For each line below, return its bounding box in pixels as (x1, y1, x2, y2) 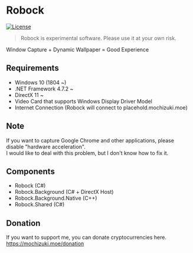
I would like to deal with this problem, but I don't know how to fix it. (6, 149, 169, 157)
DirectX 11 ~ (14, 91, 44, 98)
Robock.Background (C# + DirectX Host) (14, 189, 114, 196)
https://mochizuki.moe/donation (6, 240, 84, 247)
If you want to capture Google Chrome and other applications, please (6, 137, 174, 144)
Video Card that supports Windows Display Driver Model (14, 98, 152, 105)
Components (6, 166, 55, 176)
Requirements (6, 63, 59, 73)
